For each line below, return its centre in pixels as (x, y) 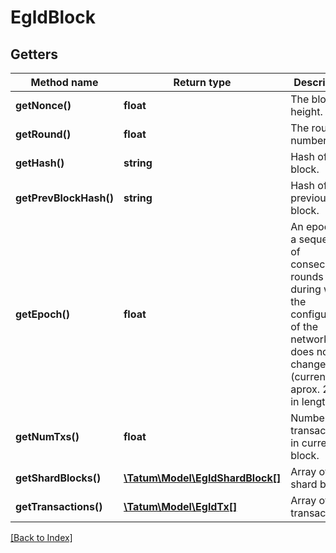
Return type (202, 82)
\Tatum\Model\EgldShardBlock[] (202, 478)
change (308, 364)
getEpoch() (43, 314)
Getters (34, 54)
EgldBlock (53, 17)
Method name (64, 82)
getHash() (40, 163)
